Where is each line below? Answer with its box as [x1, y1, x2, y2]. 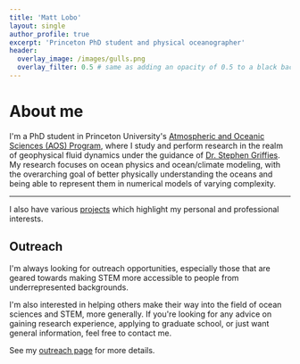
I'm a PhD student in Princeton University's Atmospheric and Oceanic [9, 130, 265, 141]
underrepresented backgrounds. [9, 282, 129, 293]
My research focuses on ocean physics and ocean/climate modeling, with [9, 159, 281, 170]
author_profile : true [9, 29, 90, 38]
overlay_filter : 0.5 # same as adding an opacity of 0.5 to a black [17, 63, 278, 72]
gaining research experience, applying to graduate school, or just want [9, 318, 270, 328]
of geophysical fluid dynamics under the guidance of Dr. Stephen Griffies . [9, 149, 280, 161]
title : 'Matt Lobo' [9, 12, 82, 22]
